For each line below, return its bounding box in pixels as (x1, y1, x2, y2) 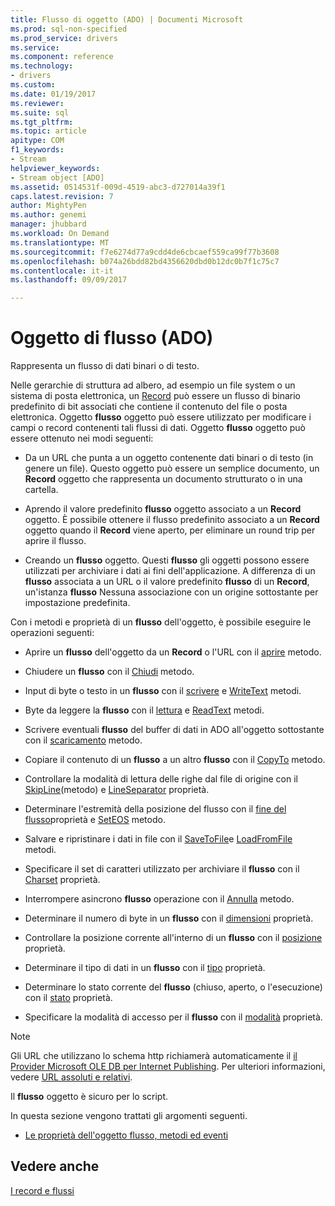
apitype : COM (10, 136, 65, 146)
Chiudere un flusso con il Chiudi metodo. (24, 666, 195, 678)
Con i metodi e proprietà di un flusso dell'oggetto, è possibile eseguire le (10, 616, 312, 628)
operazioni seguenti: (10, 627, 95, 639)
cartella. (24, 484, 59, 496)
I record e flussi (10, 1184, 75, 1196)
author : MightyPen (10, 201, 87, 211)
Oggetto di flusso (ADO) (10, 327, 214, 350)
